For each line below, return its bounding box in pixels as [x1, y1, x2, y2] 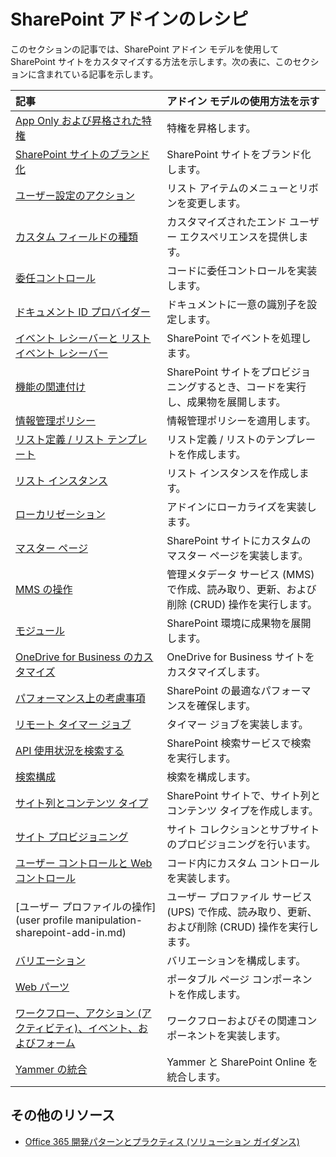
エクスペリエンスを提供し [179, 230, 299, 244]
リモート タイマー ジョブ [15, 717, 132, 731]
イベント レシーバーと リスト [15, 331, 152, 345]
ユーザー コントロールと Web [15, 856, 153, 870]
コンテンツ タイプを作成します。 [166, 803, 319, 817]
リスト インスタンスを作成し [166, 466, 300, 480]
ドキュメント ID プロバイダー [15, 305, 151, 319]
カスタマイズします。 [166, 665, 267, 679]
